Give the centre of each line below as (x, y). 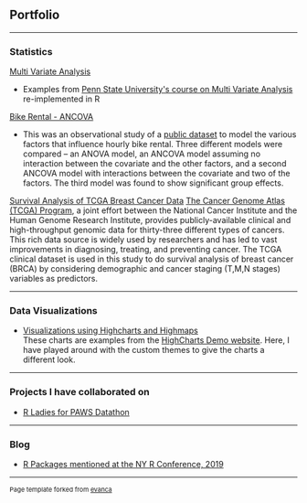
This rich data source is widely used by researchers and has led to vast (143, 240)
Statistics (31, 51)
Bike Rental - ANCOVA (52, 117)
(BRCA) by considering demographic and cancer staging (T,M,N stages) (145, 269)
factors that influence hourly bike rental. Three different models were (153, 144)
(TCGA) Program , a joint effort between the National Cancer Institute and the (153, 210)
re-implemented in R (61, 99)
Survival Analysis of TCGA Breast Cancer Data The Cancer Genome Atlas (148, 201)
